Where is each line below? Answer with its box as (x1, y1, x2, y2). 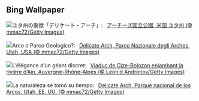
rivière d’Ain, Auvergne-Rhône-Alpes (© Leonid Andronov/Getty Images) (6, 68, 185, 75)
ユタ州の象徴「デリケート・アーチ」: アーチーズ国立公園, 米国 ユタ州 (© (12, 21, 193, 29)
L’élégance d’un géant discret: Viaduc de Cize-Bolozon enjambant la (12, 61, 184, 69)
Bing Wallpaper (6, 5, 65, 15)
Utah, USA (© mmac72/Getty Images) (6, 48, 100, 55)
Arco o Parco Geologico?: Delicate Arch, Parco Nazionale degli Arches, (12, 41, 190, 49)
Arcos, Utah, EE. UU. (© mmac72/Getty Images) (6, 88, 125, 95)
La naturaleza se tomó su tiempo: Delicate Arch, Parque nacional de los (12, 81, 191, 89)
